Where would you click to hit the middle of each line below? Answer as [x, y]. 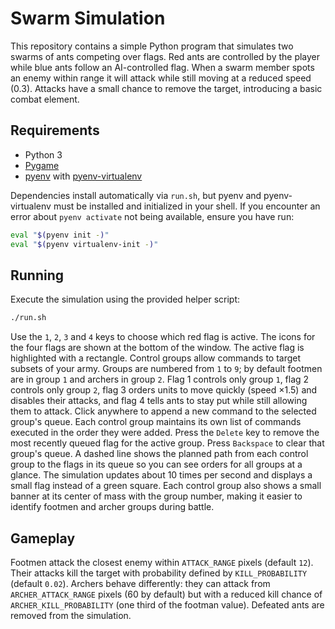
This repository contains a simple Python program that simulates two [152, 46]
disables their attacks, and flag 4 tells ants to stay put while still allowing [159, 401]
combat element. [45, 99]
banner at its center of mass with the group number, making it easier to [156, 496]
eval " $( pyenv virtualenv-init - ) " [84, 244]
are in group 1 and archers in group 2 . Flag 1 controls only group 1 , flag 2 [160, 379]
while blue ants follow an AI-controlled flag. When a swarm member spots [162, 67]
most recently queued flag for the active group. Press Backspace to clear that [167, 443]
